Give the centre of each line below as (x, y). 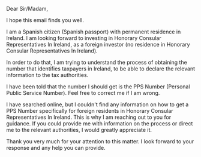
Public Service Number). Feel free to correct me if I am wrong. (83, 93)
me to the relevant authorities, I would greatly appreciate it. (79, 130)
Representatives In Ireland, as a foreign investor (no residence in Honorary (98, 44)
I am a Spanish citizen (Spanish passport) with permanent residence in (94, 32)
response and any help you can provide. (56, 148)
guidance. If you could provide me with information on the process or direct (100, 124)
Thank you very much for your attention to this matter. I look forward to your (100, 141)
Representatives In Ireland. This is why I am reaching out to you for (89, 117)
